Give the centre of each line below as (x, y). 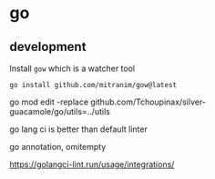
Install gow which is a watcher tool (72, 68)
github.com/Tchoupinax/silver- (148, 102)
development (48, 47)
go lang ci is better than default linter (78, 129)
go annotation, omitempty (58, 147)
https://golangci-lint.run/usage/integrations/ (92, 164)
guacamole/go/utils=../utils (60, 111)
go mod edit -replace (49, 102)
